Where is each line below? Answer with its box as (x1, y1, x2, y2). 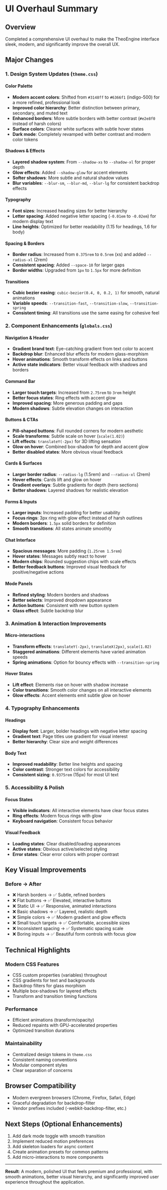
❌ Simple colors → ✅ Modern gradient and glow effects (12, 914, 126, 920)
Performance (5, 1005, 38, 1012)
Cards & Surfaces (5, 460, 42, 466)
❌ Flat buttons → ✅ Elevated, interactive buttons (12, 897, 111, 904)
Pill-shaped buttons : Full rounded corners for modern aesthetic (12, 428, 144, 434)
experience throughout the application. (5, 1179, 85, 1185)
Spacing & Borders (5, 240, 45, 246)
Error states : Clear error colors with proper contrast (12, 851, 119, 857)
